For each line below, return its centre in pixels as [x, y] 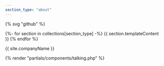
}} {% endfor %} [22, 39]
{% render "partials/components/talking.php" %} [55, 58]
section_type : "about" [28, 10]
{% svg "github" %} [25, 24]
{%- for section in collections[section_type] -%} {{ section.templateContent [82, 33]
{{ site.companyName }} [30, 48]
